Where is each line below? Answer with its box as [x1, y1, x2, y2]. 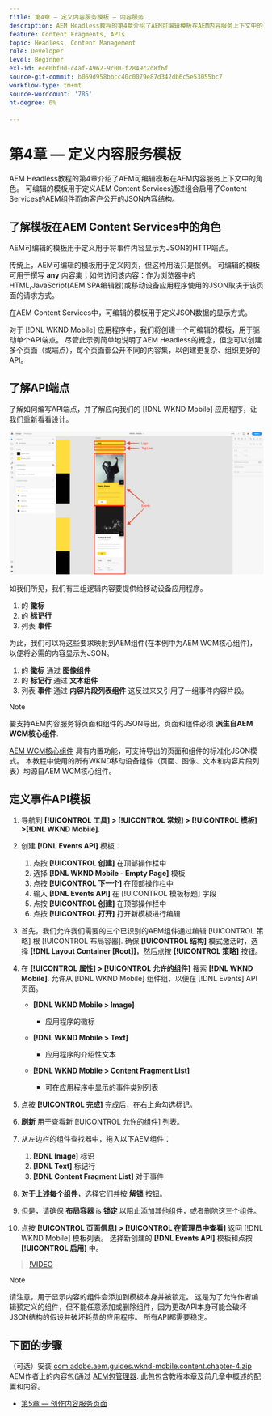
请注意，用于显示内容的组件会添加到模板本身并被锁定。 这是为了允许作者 [9, 1292, 252, 1302]
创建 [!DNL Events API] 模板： [20, 841, 122, 851]
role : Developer [9, 47, 64, 56]
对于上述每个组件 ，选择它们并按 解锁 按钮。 [20, 1189, 167, 1198]
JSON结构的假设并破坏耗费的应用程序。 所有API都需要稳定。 [9, 1312, 212, 1322]
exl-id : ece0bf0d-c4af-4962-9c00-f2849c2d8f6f [9, 65, 169, 73]
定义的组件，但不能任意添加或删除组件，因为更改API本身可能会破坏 [23, 1302, 247, 1312]
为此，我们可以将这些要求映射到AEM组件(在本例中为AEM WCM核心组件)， [9, 638, 257, 648]
